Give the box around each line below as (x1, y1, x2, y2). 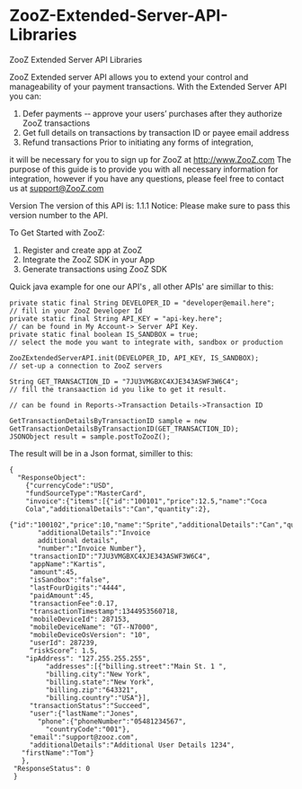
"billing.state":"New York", (45, 678, 155, 687)
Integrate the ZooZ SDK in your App (22, 253, 155, 265)
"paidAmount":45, (29, 590, 94, 600)
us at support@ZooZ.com (9, 182, 104, 193)
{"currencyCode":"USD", (25, 481, 115, 490)
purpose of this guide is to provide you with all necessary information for (9, 164, 279, 174)
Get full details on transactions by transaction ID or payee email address (22, 127, 289, 137)
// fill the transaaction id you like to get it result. (9, 385, 227, 394)
